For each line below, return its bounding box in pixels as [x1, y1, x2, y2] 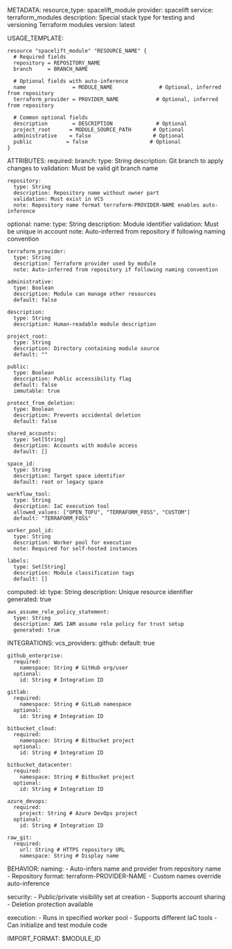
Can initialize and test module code [7, 921, 107, 929]
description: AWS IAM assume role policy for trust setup [13, 620, 185, 627]
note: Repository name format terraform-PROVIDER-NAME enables [13, 202, 199, 209]
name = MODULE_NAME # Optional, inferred [13, 84, 222, 91]
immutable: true [13, 388, 60, 394]
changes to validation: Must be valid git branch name [7, 164, 159, 172]
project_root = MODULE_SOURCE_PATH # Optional [13, 126, 185, 133]
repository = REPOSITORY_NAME [13, 60, 100, 67]
